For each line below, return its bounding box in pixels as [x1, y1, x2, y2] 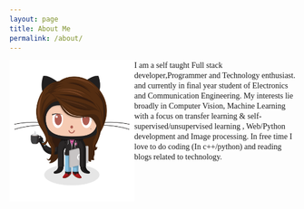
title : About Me [9, 24, 71, 33]
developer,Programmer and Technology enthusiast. [134, 71, 296, 81]
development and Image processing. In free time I [134, 132, 293, 142]
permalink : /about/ [9, 33, 83, 43]
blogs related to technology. [134, 152, 222, 162]
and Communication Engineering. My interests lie [134, 91, 293, 101]
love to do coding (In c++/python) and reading [134, 142, 282, 152]
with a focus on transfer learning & [134, 111, 246, 121]
